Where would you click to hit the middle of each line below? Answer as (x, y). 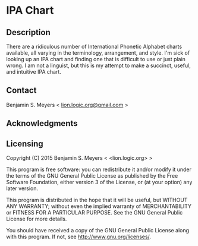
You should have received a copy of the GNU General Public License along (98, 231)
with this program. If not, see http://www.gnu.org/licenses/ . (79, 237)
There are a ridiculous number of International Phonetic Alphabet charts (94, 46)
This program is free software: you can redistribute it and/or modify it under (99, 169)
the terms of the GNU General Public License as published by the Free (92, 176)
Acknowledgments (42, 123)
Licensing (25, 143)
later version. (22, 188)
